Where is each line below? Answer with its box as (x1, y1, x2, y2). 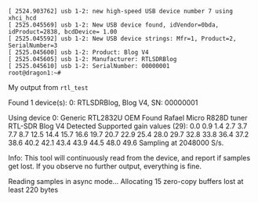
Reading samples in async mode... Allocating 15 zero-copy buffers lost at (8, 177, 244, 186)
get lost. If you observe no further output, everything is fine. (8, 161, 202, 171)
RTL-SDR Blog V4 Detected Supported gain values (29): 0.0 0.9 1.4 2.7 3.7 (8, 121, 248, 131)
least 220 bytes (8, 185, 59, 194)
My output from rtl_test (8, 83, 89, 92)
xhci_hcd (8, 14, 37, 22)
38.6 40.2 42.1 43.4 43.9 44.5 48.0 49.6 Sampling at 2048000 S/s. (8, 138, 224, 147)
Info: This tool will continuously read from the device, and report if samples (8, 153, 251, 162)
